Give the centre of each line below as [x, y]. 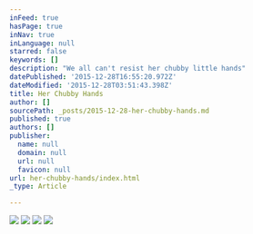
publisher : [30, 136]
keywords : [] [34, 60]
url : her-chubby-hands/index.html [75, 178]
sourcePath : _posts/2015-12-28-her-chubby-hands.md [109, 111]
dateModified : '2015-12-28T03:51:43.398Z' [91, 85]
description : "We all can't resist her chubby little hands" [128, 69]
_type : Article [38, 187]
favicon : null [44, 170]
